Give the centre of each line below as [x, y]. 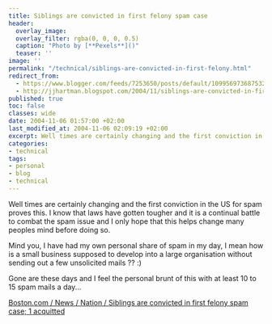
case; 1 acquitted [37, 311]
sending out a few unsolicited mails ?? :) [75, 263]
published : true [36, 99]
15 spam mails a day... [45, 287]
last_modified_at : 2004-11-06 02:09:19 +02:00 [88, 128]
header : [21, 23]
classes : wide [32, 114]
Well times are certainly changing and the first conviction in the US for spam [136, 204]
